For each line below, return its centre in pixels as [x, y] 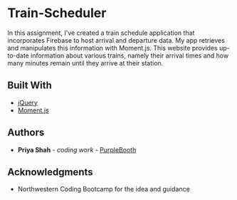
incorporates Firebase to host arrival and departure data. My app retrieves [116, 40]
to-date [19, 56]
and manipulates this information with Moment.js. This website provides [113, 48]
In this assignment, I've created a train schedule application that [101, 33]
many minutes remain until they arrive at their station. [85, 63]
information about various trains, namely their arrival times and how [130, 56]
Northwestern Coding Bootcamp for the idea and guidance [104, 189]
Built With [30, 86]
